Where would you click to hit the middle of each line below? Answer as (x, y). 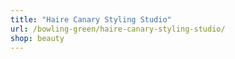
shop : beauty (37, 38)
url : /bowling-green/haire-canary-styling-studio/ (118, 29)
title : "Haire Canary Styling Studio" (91, 19)
